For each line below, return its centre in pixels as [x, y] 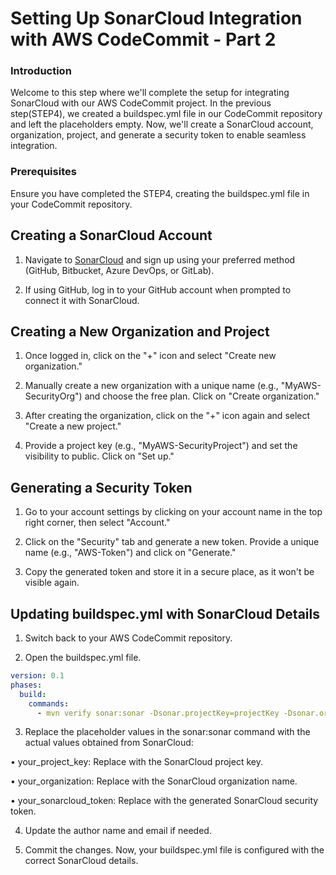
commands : [49, 703]
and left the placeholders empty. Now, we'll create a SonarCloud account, [162, 124]
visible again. [52, 583]
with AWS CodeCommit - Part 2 [143, 39]
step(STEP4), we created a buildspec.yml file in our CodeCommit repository [166, 114]
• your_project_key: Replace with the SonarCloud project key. [136, 762]
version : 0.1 [37, 676]
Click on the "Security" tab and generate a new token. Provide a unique [172, 542]
